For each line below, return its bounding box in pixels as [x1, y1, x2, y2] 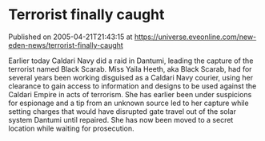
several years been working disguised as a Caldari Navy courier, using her [8, 72, 254, 82]
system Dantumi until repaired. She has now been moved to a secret [8, 115, 234, 124]
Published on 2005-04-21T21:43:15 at [8, 32, 133, 41]
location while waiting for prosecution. [8, 123, 135, 133]
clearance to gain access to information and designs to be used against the [8, 81, 257, 91]
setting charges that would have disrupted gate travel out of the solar [8, 106, 236, 116]
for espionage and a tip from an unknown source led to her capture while [8, 98, 250, 108]
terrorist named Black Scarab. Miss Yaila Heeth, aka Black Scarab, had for [8, 64, 252, 73]
